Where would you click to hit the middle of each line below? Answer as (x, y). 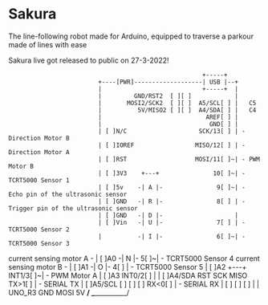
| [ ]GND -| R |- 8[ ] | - (172, 201)
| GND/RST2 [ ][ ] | (168, 96)
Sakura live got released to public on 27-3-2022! (89, 60)
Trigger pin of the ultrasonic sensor (73, 208)
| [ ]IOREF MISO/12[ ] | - (172, 145)
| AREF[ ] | (168, 117)
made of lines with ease (48, 44)
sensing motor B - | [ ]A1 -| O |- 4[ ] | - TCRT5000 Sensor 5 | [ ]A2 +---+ (128, 266)
